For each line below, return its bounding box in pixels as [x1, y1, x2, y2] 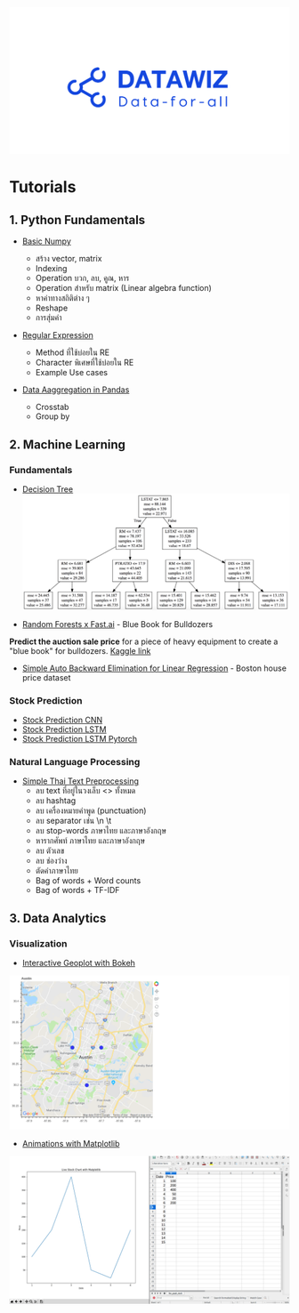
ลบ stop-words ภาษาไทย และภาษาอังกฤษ [35, 826, 166, 836]
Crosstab [35, 402, 69, 413]
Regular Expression [21, 330, 93, 341]
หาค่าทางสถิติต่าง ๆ [35, 293, 91, 303]
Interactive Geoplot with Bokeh [21, 957, 136, 968]
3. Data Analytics [9, 910, 107, 926]
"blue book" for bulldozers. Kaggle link [9, 645, 151, 656]
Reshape [35, 302, 69, 313]
